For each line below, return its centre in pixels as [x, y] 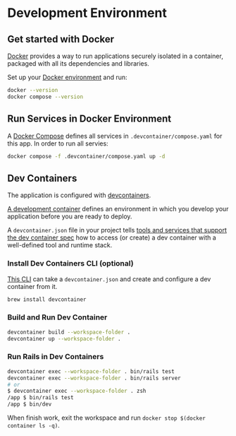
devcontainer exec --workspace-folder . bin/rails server [94, 378]
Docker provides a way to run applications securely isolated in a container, [115, 56]
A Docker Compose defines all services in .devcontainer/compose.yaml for [115, 136]
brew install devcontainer [47, 299]
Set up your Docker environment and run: [68, 77]
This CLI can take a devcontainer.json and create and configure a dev [109, 279]
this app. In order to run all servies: [58, 143]
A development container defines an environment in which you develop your [118, 209]
